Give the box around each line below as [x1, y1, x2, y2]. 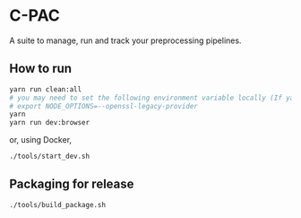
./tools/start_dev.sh [9, 152, 90, 161]
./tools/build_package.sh [9, 200, 106, 209]
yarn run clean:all [9, 84, 82, 94]
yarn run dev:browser [9, 118, 90, 127]
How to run [9, 61, 73, 76]
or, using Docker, [9, 135, 73, 145]
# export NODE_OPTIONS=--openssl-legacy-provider [9, 101, 199, 110]
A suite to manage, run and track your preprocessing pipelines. [9, 35, 242, 46]
